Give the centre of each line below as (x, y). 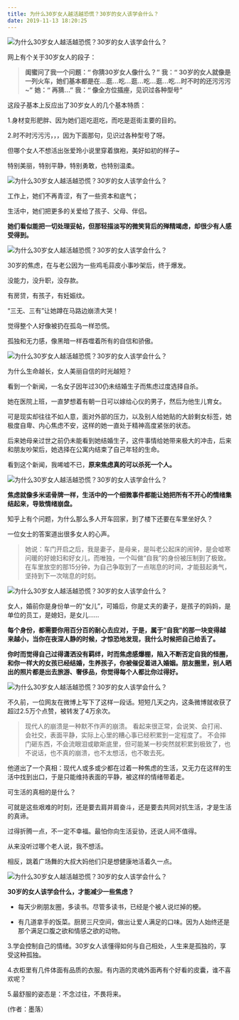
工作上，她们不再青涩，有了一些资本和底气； (73, 196)
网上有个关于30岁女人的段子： (52, 57)
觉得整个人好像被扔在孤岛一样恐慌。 (60, 325)
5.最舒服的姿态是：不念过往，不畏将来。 (66, 994)
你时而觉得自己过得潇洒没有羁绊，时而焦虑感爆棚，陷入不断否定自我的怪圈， (119, 654)
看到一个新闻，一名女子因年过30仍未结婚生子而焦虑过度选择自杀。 (105, 386)
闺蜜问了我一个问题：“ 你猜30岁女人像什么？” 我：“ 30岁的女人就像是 (128, 72)
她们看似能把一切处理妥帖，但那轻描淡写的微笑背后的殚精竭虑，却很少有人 (116, 226)
